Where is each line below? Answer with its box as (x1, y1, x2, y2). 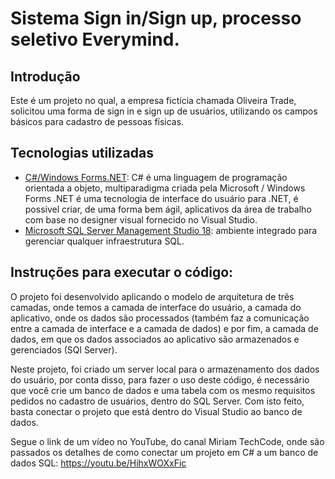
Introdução (10, 68, 81, 85)
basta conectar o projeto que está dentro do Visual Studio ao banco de (10, 405, 303, 417)
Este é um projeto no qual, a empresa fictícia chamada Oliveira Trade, (10, 95, 297, 106)
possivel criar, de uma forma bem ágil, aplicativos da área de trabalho (24, 203, 312, 215)
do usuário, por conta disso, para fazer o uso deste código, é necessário (10, 373, 310, 386)
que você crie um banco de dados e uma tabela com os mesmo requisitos (10, 384, 316, 396)
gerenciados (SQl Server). (10, 343, 118, 356)
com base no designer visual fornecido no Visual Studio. (24, 213, 258, 226)
